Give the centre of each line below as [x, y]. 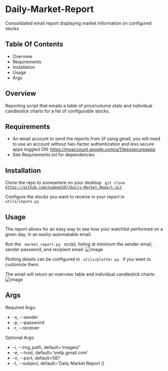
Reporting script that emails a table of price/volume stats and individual [79, 105]
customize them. [23, 264]
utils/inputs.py [22, 202]
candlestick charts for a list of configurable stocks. [58, 111]
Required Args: [21, 307]
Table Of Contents [34, 44]
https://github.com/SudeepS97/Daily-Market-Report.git [64, 188]
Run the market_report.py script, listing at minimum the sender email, [79, 244]
